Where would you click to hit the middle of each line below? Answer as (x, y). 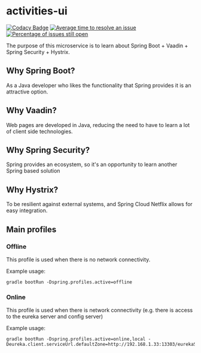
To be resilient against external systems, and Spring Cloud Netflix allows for (99, 204)
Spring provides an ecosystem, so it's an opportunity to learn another (92, 165)
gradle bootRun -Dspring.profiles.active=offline (69, 282)
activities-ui (37, 11)
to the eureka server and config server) (55, 316)
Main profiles (31, 229)
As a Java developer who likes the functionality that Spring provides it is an (99, 85)
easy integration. (27, 210)
